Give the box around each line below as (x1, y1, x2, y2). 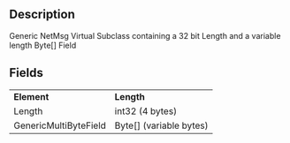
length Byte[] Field (9, 40, 77, 50)
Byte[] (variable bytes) (114, 119, 209, 132)
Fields (9, 65, 44, 80)
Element (13, 90, 50, 102)
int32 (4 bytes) (114, 105, 178, 117)
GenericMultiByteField (13, 119, 106, 132)
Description (9, 7, 75, 22)
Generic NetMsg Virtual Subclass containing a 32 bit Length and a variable (9, 30, 281, 41)
